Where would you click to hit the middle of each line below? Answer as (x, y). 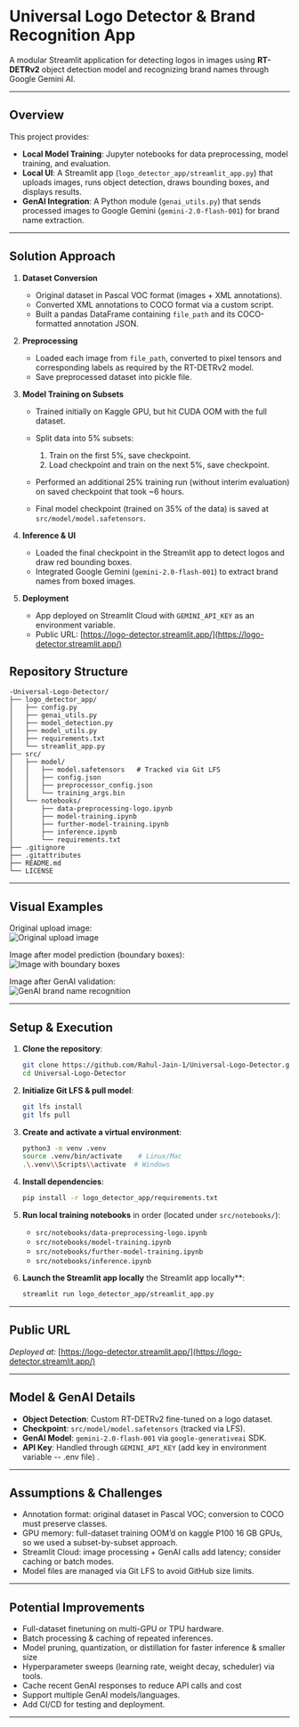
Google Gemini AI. (42, 78)
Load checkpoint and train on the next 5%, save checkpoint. (159, 464)
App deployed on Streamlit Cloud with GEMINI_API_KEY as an (145, 615)
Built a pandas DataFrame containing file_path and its (135, 314)
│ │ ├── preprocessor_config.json (81, 786)
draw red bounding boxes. (84, 561)
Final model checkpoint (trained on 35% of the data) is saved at (152, 508)
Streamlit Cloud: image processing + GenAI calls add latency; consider (152, 1552)
